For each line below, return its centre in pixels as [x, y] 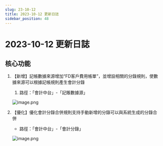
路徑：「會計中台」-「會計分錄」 [51, 129]
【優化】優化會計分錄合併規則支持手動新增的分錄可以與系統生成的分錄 [82, 112]
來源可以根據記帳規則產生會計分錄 [51, 82]
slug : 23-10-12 [20, 9]
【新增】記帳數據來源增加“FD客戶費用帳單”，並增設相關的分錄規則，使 [83, 76]
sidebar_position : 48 [27, 18]
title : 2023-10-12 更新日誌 [32, 14]
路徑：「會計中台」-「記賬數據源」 [54, 92]
